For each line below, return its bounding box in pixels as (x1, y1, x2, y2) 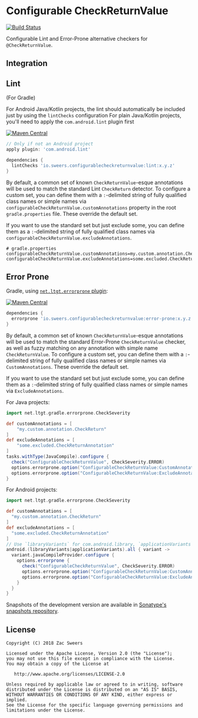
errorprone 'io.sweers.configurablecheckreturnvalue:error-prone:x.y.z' (11, 316, 194, 322)
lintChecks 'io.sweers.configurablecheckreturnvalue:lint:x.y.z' (11, 162, 176, 169)
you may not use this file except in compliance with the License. (6, 656, 176, 662)
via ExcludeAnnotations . (6, 387, 64, 394)
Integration (6, 58, 48, 68)
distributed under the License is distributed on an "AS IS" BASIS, (6, 687, 178, 693)
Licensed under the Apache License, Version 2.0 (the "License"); (6, 651, 173, 657)
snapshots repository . (6, 608, 59, 615)
